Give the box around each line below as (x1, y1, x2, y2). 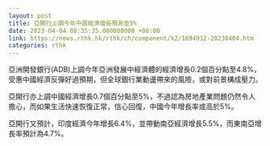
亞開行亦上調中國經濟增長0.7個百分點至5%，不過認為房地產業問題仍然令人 (8, 91, 256, 101)
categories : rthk (8, 42, 67, 50)
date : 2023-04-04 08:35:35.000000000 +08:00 (8, 26, 160, 34)
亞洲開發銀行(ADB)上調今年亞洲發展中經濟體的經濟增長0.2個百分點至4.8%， (8, 65, 261, 75)
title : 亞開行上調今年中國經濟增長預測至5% (8, 19, 137, 27)
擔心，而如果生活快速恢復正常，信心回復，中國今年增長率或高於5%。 (8, 102, 239, 112)
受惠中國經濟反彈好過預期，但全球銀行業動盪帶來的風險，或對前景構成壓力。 (8, 75, 263, 84)
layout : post (8, 11, 52, 20)
